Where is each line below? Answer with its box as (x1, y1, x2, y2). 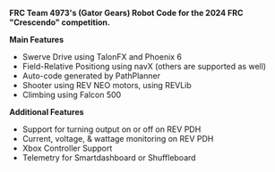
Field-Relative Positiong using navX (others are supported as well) (21, 61, 267, 71)
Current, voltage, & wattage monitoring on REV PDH (21, 134, 214, 143)
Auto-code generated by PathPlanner (21, 70, 161, 81)
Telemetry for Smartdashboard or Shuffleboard (21, 152, 196, 163)
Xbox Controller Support (21, 143, 113, 153)
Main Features (9, 35, 64, 45)
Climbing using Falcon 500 (21, 89, 122, 100)
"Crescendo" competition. (9, 17, 110, 28)
